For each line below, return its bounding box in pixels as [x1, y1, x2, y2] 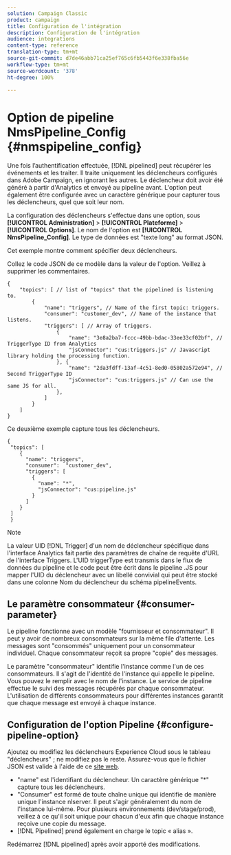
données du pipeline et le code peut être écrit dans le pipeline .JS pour [7, 564, 208, 572]
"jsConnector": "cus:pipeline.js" [37, 486, 137, 493]
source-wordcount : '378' [7, 67, 78, 74]
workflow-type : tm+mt [7, 61, 69, 68]
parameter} [7, 609, 58, 621]
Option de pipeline [7, 109, 115, 125]
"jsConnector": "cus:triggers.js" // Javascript [68, 346, 211, 354]
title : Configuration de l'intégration [7, 23, 122, 30]
